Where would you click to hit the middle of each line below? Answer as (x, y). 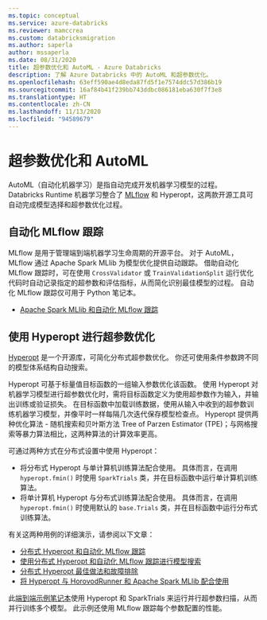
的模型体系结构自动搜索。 (50, 368)
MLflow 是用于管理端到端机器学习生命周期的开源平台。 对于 (106, 252)
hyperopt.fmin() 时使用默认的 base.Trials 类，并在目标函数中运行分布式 (139, 508)
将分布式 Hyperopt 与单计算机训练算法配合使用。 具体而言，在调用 (129, 468)
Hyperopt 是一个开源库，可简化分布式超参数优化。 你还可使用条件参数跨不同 (133, 357)
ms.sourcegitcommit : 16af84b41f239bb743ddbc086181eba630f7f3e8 (115, 90)
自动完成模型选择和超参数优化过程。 (68, 205)
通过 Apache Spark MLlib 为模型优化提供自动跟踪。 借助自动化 (137, 263)
